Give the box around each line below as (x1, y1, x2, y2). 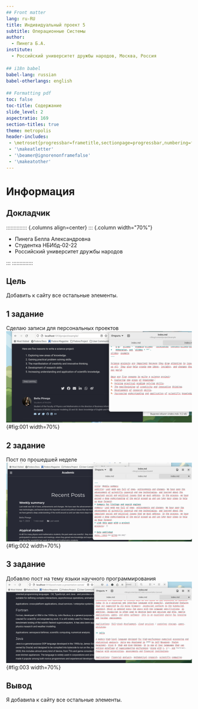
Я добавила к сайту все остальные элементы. (6, 696, 122, 704)
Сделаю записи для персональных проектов (6, 325, 119, 332)
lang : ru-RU (6, 15, 35, 22)
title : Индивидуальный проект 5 (6, 22, 85, 28)
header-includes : (6, 134, 49, 140)
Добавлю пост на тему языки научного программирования (6, 575, 156, 582)
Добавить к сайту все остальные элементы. (6, 292, 118, 299)
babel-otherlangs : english (6, 78, 72, 84)
